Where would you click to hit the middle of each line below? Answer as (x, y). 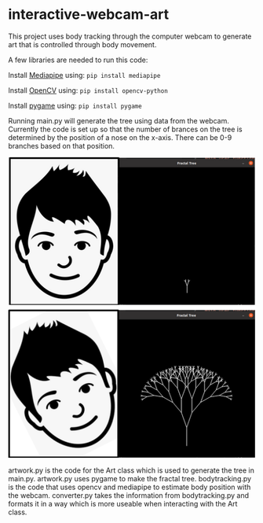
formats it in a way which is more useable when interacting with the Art (123, 503)
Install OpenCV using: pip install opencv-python (88, 90)
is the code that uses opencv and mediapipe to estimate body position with (130, 487)
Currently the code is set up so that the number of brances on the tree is (125, 129)
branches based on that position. (62, 145)
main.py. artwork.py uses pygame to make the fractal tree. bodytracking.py (130, 478)
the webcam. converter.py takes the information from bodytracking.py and (129, 495)
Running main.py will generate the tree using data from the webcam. (119, 120)
